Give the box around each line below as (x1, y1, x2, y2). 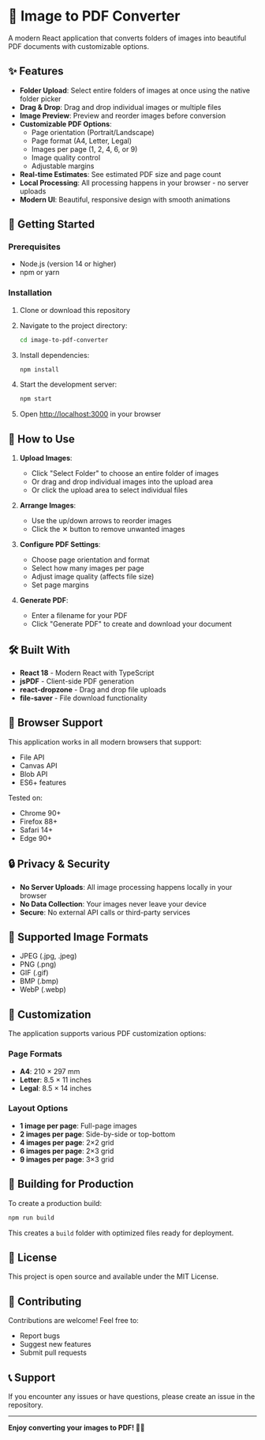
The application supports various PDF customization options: (8, 1029, 207, 1039)
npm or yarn (19, 268, 60, 277)
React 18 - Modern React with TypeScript (19, 668, 155, 677)
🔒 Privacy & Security (8, 858, 110, 871)
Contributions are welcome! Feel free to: (8, 1316, 140, 1325)
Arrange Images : (19, 501, 77, 511)
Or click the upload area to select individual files (31, 485, 188, 495)
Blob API (19, 769, 48, 778)
